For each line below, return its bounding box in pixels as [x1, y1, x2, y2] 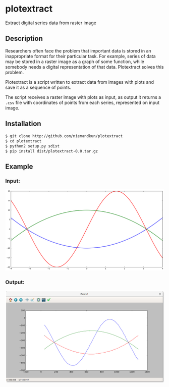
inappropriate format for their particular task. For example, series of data [5, 53, 156, 59]
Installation [5, 120, 41, 128]
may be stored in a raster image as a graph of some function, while [5, 59, 145, 65]
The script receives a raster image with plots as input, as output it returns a [5, 94, 161, 100]
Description [5, 34, 43, 43]
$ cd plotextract [5, 138, 42, 144]
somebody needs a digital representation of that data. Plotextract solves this [5, 64, 164, 70]
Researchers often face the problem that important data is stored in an [5, 47, 151, 53]
